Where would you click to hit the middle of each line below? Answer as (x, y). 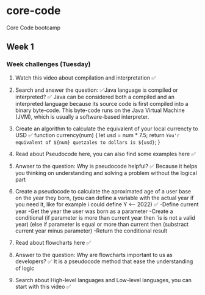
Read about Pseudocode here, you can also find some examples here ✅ (106, 154)
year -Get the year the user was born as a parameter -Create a (94, 211)
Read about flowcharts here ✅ (53, 242)
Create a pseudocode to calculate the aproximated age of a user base (103, 191)
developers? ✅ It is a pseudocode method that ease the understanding (104, 261)
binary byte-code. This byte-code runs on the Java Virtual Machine (100, 110)
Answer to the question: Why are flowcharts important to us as (94, 255)
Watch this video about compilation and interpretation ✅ (86, 78)
